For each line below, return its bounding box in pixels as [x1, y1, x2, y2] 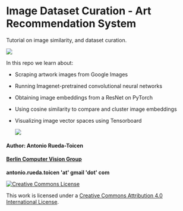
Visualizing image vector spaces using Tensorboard [14, 117, 142, 124]
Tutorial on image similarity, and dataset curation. [6, 36, 127, 44]
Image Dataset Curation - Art [6, 4, 152, 18]
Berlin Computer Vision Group [6, 156, 82, 163]
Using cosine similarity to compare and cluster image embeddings [14, 105, 177, 113]
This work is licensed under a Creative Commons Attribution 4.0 [6, 192, 163, 199]
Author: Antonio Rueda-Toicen [6, 142, 84, 149]
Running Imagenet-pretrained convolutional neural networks [14, 82, 162, 89]
